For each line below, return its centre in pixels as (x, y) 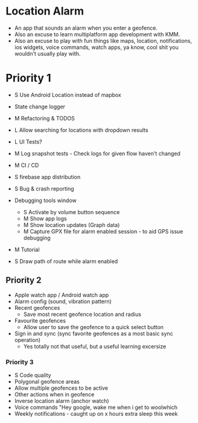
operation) (27, 339)
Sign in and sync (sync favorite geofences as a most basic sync (94, 333)
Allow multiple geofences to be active (61, 388)
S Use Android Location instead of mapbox (68, 94)
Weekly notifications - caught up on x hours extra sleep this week (96, 413)
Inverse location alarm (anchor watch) (62, 401)
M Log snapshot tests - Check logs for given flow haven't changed (97, 153)
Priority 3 (20, 362)
